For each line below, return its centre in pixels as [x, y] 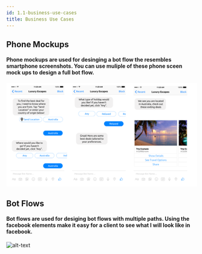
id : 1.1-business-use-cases [42, 13]
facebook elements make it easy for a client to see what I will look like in [98, 225]
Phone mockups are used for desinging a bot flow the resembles [89, 60]
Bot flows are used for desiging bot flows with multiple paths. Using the [98, 219]
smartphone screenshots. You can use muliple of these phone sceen [94, 66]
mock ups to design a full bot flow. [50, 73]
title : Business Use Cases [40, 19]
